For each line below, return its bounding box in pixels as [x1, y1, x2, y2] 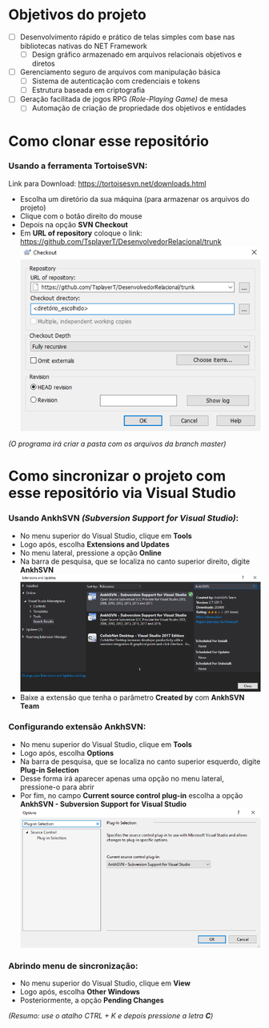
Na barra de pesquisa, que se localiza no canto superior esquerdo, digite [19, 757, 261, 766]
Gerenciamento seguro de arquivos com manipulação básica [19, 67, 221, 77]
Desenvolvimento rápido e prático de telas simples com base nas [19, 32, 235, 42]
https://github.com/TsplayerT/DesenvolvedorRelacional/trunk [19, 236, 222, 246]
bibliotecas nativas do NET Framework [19, 42, 148, 50]
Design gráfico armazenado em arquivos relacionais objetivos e [31, 50, 243, 59]
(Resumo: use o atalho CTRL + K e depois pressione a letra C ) [8, 1010, 214, 1020]
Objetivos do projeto [8, 6, 147, 24]
